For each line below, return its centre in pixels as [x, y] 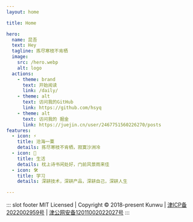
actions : [23, 74]
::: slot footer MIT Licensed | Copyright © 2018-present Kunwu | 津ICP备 [96, 205]
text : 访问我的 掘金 [46, 119]
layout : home [23, 12]
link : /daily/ [40, 91]
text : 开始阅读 [40, 85]
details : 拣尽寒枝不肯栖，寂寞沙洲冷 [59, 148]
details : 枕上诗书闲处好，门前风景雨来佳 [63, 164]
